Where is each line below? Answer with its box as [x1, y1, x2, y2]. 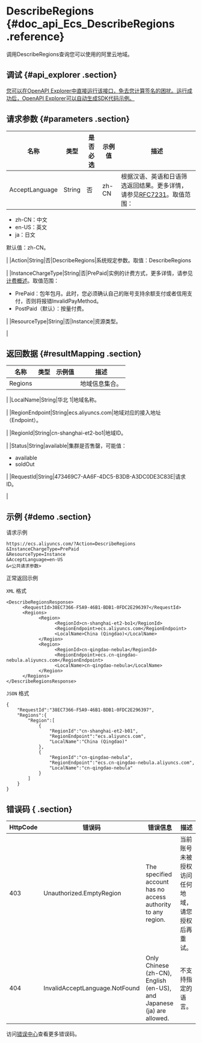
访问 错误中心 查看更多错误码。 [6, 1030, 80, 1038]
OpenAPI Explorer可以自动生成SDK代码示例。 [22, 95, 135, 102]
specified [145, 870, 173, 878]
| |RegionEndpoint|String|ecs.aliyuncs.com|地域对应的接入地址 [6, 409, 161, 417]
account [145, 878, 169, 886]
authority [145, 900, 171, 909]
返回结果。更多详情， [127, 181, 188, 189]
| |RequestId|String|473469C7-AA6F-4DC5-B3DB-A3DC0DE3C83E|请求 [6, 473, 186, 481]
